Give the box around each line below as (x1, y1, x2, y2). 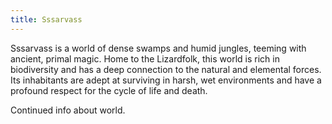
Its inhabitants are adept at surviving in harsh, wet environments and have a (10, 74, 322, 86)
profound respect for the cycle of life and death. (10, 84, 208, 96)
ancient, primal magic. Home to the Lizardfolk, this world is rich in (10, 52, 280, 65)
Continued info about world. (10, 104, 126, 116)
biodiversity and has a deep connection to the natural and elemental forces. (10, 63, 322, 75)
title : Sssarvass (10, 14, 83, 25)
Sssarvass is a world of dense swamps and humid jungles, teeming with (10, 42, 307, 54)
